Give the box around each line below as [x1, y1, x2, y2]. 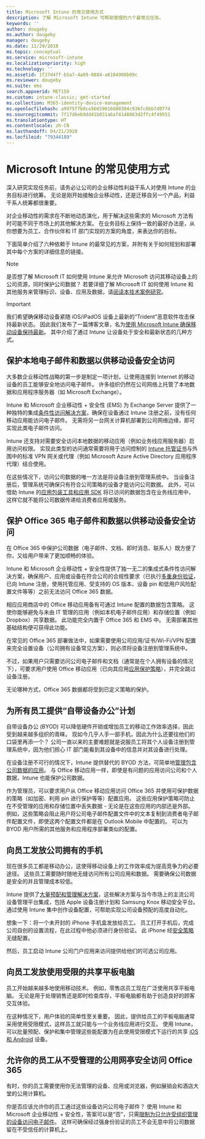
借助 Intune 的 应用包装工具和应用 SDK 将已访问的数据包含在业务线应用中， [6, 488, 194, 495]
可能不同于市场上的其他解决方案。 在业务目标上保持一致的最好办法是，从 [11, 220, 195, 227]
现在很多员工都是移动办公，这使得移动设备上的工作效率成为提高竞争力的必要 [6, 863, 199, 870]
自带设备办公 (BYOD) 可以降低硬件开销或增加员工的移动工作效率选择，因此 [6, 723, 194, 730]
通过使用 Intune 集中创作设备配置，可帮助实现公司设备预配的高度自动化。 [6, 906, 191, 913]
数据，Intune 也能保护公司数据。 [6, 774, 88, 782]
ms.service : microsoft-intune [6, 54, 84, 61]
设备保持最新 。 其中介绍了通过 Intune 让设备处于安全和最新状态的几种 [11, 328, 187, 335]
